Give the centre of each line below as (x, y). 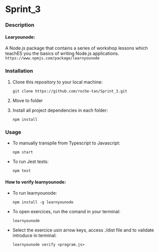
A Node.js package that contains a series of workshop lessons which (76, 48)
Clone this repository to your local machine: (57, 82)
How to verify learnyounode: (36, 182)
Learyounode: (20, 37)
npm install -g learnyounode (43, 202)
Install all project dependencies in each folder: (60, 110)
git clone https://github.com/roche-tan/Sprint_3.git (70, 91)
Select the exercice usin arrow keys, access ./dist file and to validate (83, 230)
